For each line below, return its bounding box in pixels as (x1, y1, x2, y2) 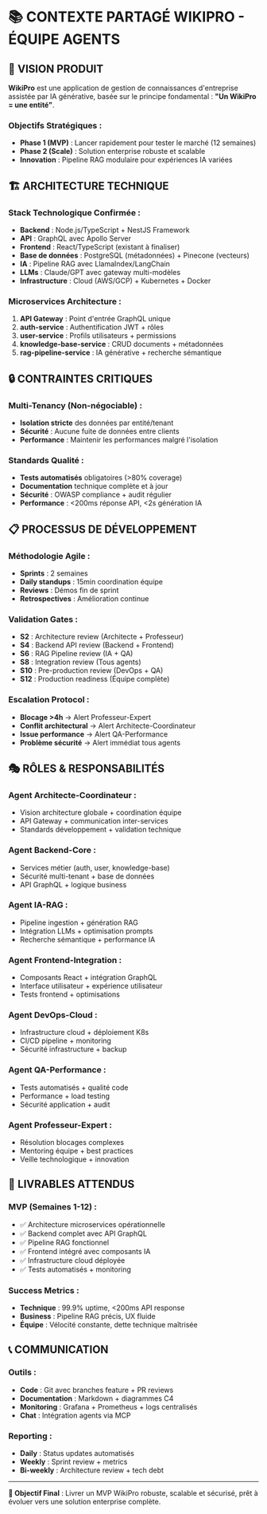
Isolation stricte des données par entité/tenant (19, 418, 174, 427)
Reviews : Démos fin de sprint (19, 585, 119, 595)
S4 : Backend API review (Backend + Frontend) (19, 640, 175, 650)
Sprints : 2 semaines (19, 568, 89, 578)
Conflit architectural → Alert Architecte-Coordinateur (19, 721, 196, 730)
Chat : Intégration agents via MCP (19, 1410, 131, 1420)
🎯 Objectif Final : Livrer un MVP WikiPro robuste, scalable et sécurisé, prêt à (8, 1488, 258, 1497)
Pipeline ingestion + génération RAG (19, 918, 139, 927)
